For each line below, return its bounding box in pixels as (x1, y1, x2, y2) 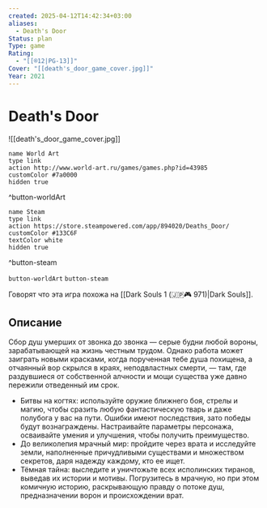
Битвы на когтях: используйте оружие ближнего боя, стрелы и (19, 396, 239, 406)
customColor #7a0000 (8, 171, 78, 179)
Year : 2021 (8, 72, 45, 80)
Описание (8, 315, 62, 329)
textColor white (8, 236, 63, 244)
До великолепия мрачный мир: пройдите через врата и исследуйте (19, 439, 256, 449)
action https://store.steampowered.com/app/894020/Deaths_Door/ (8, 222, 230, 230)
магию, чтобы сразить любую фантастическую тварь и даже (19, 404, 232, 414)
